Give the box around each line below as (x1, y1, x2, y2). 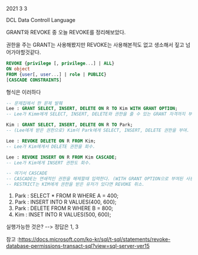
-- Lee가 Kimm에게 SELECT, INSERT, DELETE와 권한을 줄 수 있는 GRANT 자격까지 (6, 111, 186, 117)
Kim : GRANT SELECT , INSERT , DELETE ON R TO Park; (6, 122, 133, 128)
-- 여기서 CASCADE (6, 170, 48, 176)
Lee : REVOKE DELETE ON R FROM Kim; (6, 138, 96, 144)
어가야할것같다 (6, 49, 40, 56)
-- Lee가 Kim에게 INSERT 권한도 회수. (6, 160, 91, 166)
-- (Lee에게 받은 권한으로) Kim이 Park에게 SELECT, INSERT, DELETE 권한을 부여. (6, 127, 190, 133)
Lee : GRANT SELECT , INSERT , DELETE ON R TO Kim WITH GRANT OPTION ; (6, 106, 178, 112)
